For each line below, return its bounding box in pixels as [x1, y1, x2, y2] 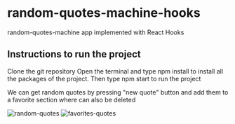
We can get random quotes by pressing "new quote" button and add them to [7, 88, 229, 96]
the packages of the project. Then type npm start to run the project [7, 74, 201, 83]
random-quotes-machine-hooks [7, 5, 201, 21]
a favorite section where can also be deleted [7, 95, 136, 104]
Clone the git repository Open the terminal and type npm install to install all [7, 67, 223, 75]
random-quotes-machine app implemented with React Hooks [7, 28, 184, 36]
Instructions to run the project [7, 48, 142, 60]
